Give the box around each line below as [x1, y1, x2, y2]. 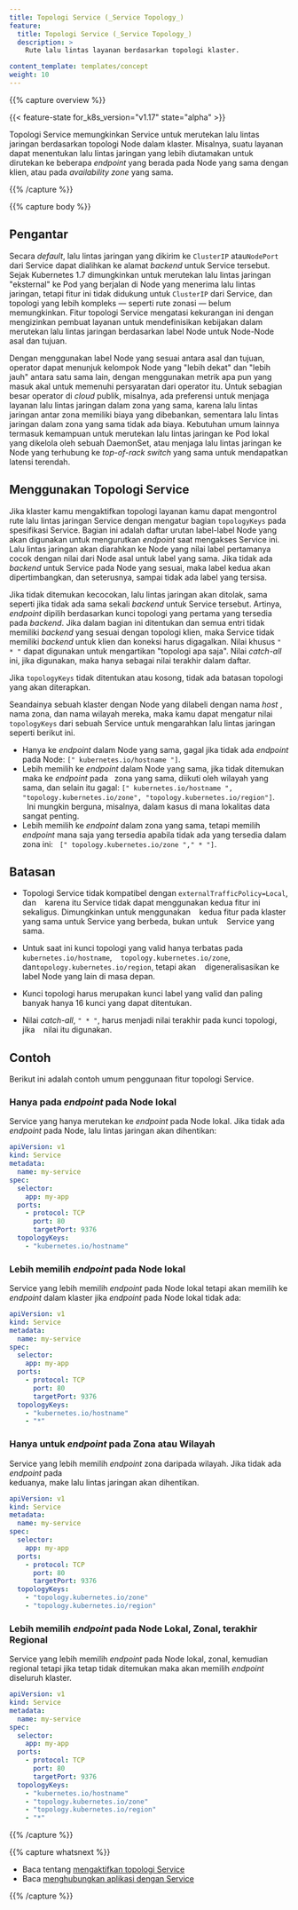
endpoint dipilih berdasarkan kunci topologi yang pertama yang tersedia [9, 607, 272, 618]
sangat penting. [21, 810, 80, 821]
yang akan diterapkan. [9, 681, 91, 693]
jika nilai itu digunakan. [21, 1025, 113, 1035]
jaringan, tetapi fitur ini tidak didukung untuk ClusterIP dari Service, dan [9, 288, 273, 298]
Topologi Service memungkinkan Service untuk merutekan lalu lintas [9, 129, 260, 139]
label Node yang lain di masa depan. [21, 971, 155, 982]
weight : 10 [9, 70, 50, 80]
